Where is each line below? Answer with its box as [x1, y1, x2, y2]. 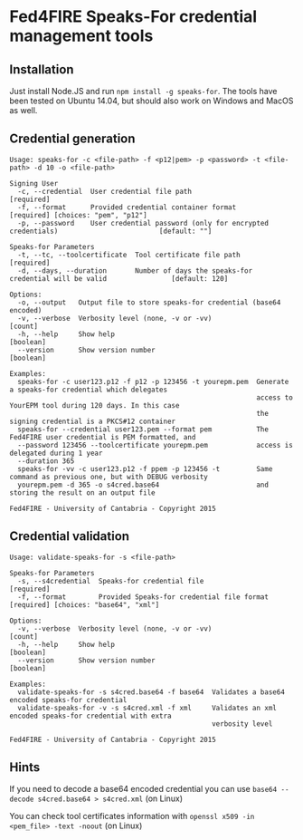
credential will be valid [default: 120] [9, 274, 229, 283]
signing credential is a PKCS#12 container [9, 417, 176, 426]
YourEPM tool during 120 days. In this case [9, 401, 180, 410]
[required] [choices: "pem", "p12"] [9, 210, 147, 219]
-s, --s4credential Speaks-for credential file [17, 576, 204, 585]
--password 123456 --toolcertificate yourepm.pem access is [17, 440, 294, 449]
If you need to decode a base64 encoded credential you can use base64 [9, 784, 278, 795]
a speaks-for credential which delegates [9, 385, 168, 394]
